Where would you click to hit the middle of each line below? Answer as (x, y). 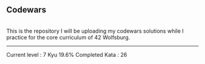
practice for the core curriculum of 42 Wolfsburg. (68, 37)
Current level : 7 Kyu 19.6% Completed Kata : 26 (67, 54)
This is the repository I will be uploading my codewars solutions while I (95, 31)
